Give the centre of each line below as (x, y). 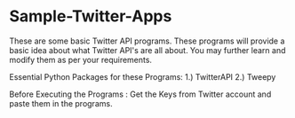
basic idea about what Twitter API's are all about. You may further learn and (147, 50)
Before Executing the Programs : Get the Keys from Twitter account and (140, 94)
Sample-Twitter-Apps (91, 16)
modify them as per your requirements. (81, 59)
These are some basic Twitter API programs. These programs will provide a (147, 41)
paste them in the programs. (61, 103)
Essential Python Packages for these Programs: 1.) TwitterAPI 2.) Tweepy (143, 76)
